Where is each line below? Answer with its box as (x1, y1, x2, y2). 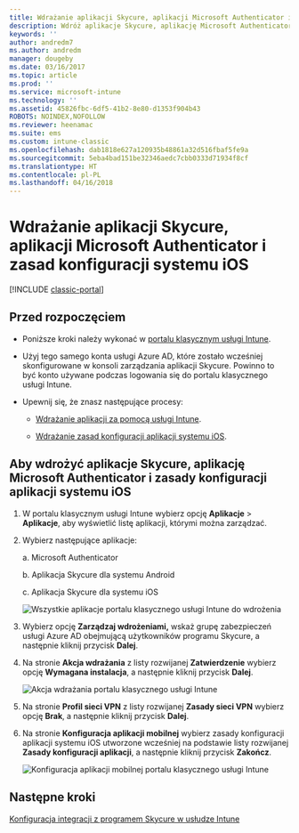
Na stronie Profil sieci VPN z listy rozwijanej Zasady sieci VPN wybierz (21, 700, 285, 712)
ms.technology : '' (9, 95, 77, 105)
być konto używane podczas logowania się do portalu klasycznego (21, 369, 269, 380)
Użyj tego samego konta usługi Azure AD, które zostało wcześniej (21, 351, 263, 361)
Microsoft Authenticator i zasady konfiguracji (9, 471, 267, 486)
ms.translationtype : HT (9, 162, 98, 171)
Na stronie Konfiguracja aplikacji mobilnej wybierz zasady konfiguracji (21, 727, 285, 739)
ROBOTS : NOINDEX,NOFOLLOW (9, 112, 105, 121)
